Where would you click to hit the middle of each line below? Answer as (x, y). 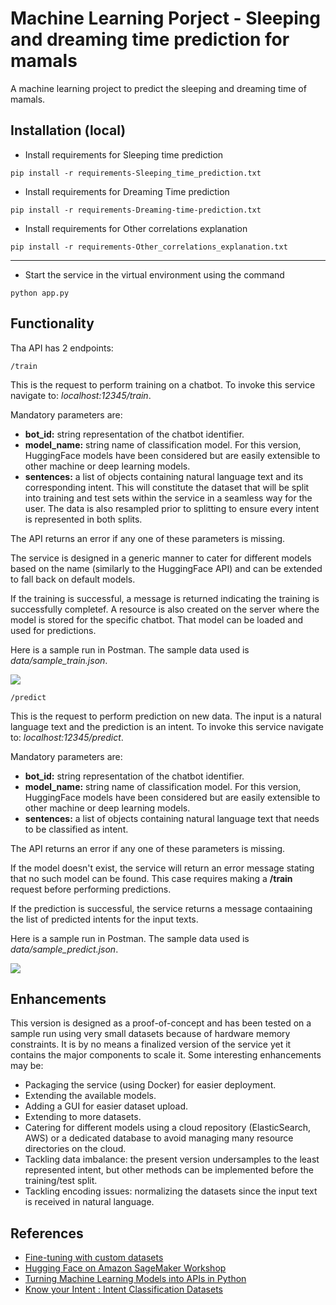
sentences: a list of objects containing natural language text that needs (172, 818)
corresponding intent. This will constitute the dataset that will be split (167, 487)
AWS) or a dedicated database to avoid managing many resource (159, 1138)
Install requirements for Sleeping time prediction (124, 154)
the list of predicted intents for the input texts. (104, 919)
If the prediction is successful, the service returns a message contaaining (161, 908)
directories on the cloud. (75, 1149)
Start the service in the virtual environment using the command (154, 274)
